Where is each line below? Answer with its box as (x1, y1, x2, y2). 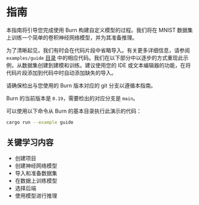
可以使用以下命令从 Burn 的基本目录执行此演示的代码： (6, 107, 142, 114)
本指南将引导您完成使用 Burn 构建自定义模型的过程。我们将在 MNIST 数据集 (6, 26, 193, 34)
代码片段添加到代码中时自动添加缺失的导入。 (6, 69, 117, 76)
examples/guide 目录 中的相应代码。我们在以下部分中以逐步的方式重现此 (6, 54, 184, 61)
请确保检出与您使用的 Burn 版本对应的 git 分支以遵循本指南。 (6, 82, 156, 89)
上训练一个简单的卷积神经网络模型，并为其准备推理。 (6, 34, 138, 41)
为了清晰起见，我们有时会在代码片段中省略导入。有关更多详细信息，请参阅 (6, 46, 190, 54)
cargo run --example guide (6, 119, 74, 125)
